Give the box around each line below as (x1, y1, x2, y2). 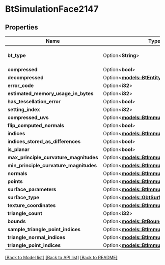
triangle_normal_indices (7, 234, 65, 240)
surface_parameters (7, 186, 56, 193)
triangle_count (7, 210, 43, 217)
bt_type (7, 52, 26, 59)
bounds (7, 218, 26, 225)
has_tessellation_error (7, 98, 61, 105)
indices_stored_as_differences (7, 138, 81, 145)
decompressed (7, 74, 44, 81)
